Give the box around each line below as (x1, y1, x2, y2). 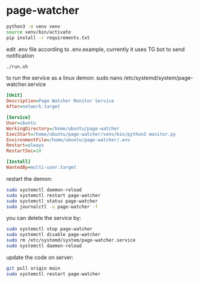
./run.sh (6, 64, 28, 70)
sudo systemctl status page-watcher (6, 198, 98, 204)
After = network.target (6, 103, 61, 110)
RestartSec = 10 (6, 148, 42, 154)
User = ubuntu (6, 120, 36, 126)
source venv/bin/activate (6, 29, 71, 35)
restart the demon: (6, 175, 52, 182)
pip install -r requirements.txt (6, 34, 90, 41)
